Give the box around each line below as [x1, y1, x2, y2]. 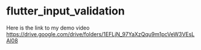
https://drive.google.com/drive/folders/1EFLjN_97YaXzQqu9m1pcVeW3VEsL [6, 30, 195, 37]
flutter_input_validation [6, 4, 125, 18]
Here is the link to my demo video [6, 24, 90, 31]
